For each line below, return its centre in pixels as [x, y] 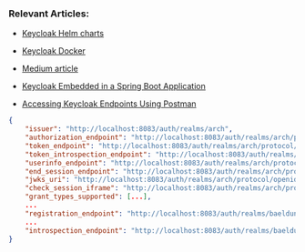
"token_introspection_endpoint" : [88, 154]
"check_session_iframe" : [72, 188]
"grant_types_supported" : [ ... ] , [88, 197]
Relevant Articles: [49, 14]
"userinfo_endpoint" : [66, 163]
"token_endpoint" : [60, 146]
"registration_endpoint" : [74, 213]
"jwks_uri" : [47, 180]
